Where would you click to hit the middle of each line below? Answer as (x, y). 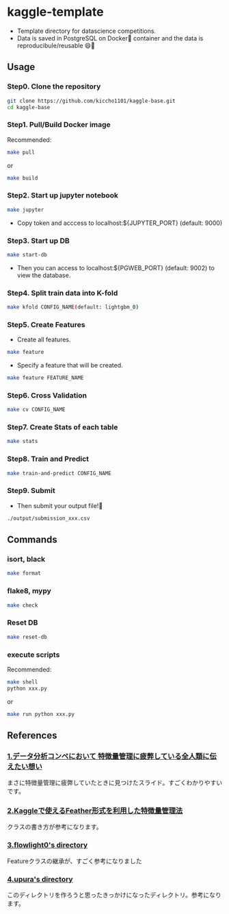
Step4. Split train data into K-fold (63, 293)
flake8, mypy (29, 591)
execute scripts (33, 654)
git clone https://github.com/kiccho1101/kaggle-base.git (91, 101)
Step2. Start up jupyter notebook (63, 195)
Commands (32, 540)
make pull (21, 152)
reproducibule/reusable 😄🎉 (56, 45)
